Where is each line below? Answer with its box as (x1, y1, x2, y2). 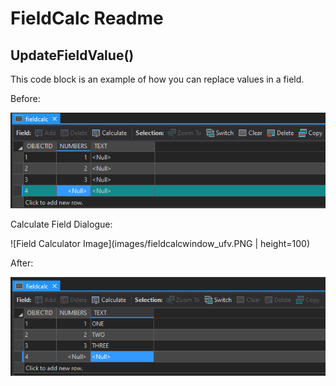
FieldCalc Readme (10, 7, 164, 30)
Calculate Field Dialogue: (10, 218, 113, 230)
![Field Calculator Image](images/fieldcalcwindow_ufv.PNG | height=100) (10, 237, 311, 249)
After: (10, 257, 34, 269)
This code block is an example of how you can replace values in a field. (10, 73, 305, 85)
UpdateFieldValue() (10, 47, 135, 64)
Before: (10, 93, 41, 104)
